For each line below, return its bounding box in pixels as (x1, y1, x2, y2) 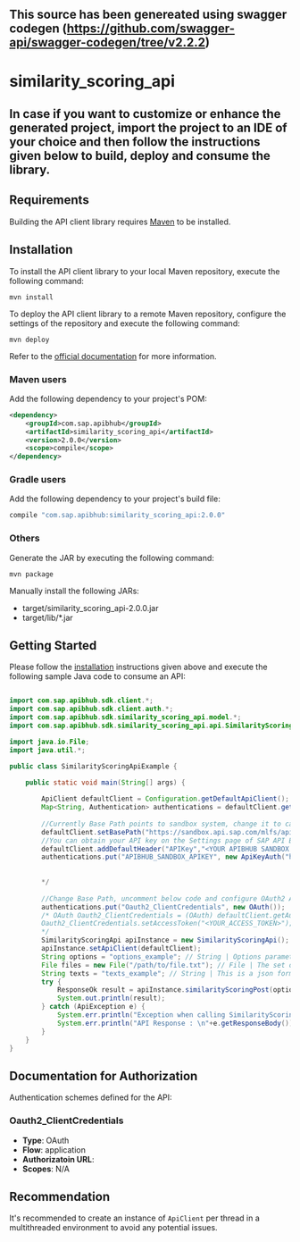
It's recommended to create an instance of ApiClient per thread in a (9, 1213, 261, 1223)
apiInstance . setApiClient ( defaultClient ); (41, 944, 202, 953)
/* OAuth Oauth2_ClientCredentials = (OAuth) (41, 911, 214, 919)
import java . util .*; (9, 745, 87, 754)
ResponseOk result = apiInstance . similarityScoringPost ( (56, 986, 274, 994)
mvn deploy (9, 335, 50, 344)
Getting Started (9, 638, 97, 653)
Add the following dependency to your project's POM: (9, 393, 207, 404)
